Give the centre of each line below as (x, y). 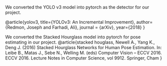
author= (144, 22)
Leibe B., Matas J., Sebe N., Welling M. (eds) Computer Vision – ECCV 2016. (83, 53)
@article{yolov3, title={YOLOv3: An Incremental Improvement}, (70, 22)
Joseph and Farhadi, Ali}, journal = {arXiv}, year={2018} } (86, 27)
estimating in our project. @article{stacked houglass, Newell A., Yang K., (80, 42)
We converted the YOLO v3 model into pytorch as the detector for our (77, 7)
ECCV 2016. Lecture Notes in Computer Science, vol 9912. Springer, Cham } (83, 58)
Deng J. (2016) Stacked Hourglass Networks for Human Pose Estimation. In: (83, 47)
